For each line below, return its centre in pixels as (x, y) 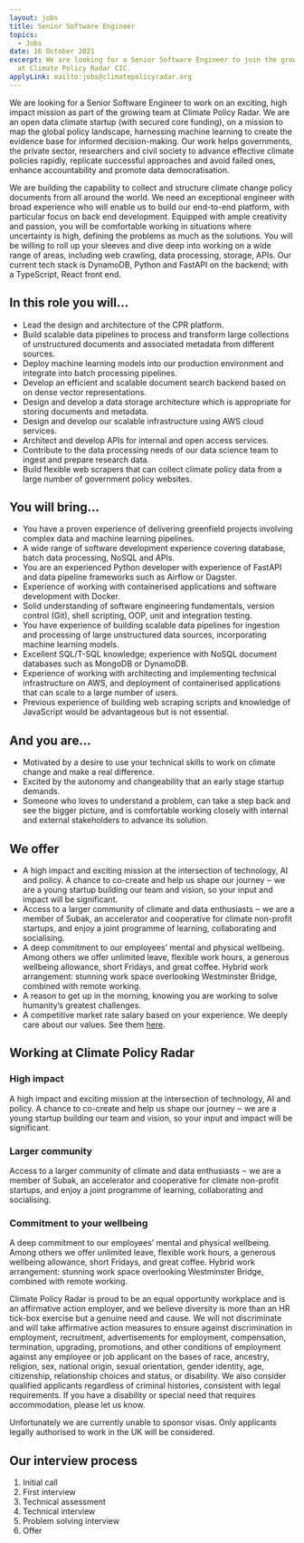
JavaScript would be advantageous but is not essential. (126, 712)
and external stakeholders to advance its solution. (115, 820)
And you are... (50, 740)
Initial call (40, 1482)
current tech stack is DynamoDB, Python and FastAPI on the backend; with (149, 265)
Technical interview (59, 1511)
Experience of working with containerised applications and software (150, 587)
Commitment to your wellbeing (79, 1223)
